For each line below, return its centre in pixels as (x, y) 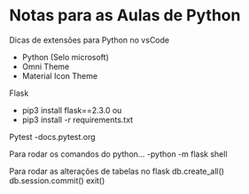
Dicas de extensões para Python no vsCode (89, 40)
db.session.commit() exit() (57, 180)
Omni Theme (46, 66)
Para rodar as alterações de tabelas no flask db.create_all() (117, 171)
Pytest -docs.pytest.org (52, 136)
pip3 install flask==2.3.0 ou (72, 110)
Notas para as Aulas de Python (125, 16)
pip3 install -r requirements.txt (78, 120)
